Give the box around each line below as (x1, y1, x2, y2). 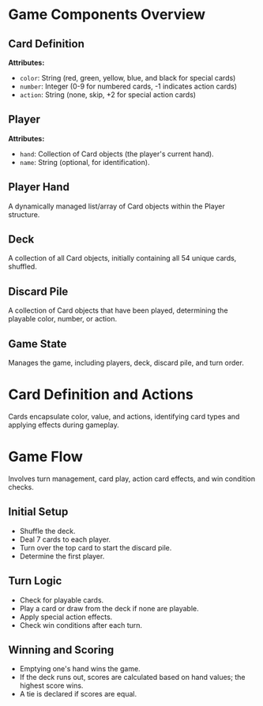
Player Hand (8, 180, 70, 194)
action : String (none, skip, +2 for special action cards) (19, 90, 196, 100)
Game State (8, 337, 67, 351)
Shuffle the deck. (19, 526, 77, 535)
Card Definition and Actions (8, 385, 193, 404)
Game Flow (8, 448, 83, 466)
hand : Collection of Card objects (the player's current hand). (19, 148, 215, 159)
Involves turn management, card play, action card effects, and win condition (8, 474, 256, 483)
